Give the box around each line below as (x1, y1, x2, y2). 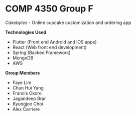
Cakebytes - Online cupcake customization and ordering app (5, 19, 131, 25)
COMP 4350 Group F (5, 3, 94, 14)
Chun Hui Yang (12, 84, 44, 90)
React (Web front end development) (12, 44, 87, 50)
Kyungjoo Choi (12, 100, 44, 106)
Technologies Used (5, 29, 47, 35)
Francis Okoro (12, 90, 42, 96)
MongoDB (12, 54, 34, 60)
